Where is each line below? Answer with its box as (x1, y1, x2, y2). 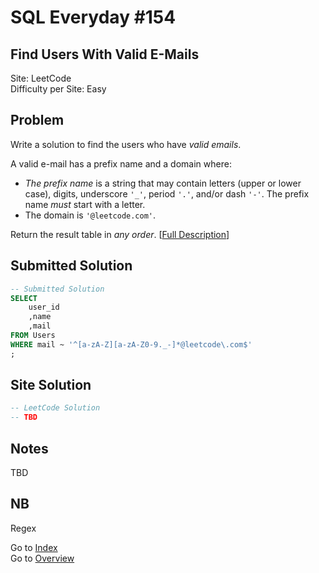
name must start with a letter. (24, 198, 146, 210)
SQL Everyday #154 (10, 6, 177, 29)
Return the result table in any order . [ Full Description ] (10, 228, 230, 240)
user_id (28, 302, 60, 313)
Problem (10, 112, 65, 129)
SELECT (10, 293, 38, 303)
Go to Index (10, 541, 58, 553)
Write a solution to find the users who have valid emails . (10, 138, 242, 150)
